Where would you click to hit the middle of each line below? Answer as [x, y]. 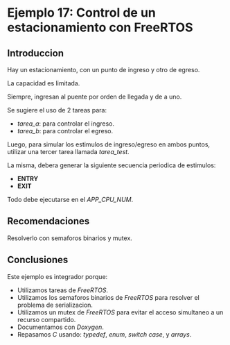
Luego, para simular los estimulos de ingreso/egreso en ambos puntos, [108, 144]
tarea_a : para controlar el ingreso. [66, 124]
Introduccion [36, 53]
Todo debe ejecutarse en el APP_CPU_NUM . [70, 200]
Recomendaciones [48, 221]
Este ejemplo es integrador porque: [57, 276]
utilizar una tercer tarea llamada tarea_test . [68, 152]
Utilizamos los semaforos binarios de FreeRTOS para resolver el [108, 297]
